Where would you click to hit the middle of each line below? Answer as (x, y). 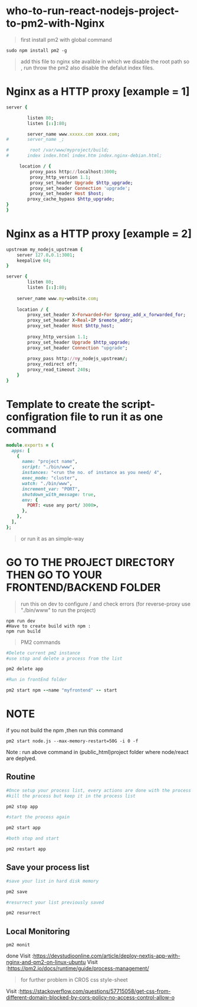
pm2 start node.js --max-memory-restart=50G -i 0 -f (72, 741)
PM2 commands (40, 642)
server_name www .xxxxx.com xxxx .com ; (73, 134)
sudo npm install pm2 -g (37, 50)
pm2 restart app (26, 849)
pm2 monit (18, 945)
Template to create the (63, 404)
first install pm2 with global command (66, 40)
